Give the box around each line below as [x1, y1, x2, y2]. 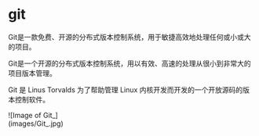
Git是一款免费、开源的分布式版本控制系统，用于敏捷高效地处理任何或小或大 [8, 32, 251, 41]
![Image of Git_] [8, 110, 59, 120]
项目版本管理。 [8, 68, 57, 77]
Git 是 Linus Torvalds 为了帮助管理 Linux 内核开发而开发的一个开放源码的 [8, 84, 243, 95]
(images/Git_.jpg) [8, 119, 64, 128]
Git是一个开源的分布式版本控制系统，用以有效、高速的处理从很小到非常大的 [8, 59, 251, 68]
